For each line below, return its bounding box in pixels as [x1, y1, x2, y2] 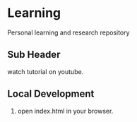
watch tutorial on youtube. [7, 67, 84, 75]
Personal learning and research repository [7, 28, 130, 37]
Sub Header [7, 49, 61, 61]
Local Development [7, 88, 95, 100]
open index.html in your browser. [17, 106, 114, 115]
